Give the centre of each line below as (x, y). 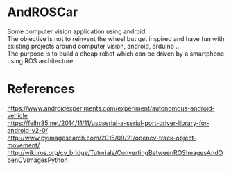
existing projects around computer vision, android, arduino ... (94, 46)
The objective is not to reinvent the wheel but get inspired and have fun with (116, 38)
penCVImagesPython (37, 160)
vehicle (17, 115)
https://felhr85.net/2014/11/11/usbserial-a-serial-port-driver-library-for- (109, 123)
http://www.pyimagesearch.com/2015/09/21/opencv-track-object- (102, 138)
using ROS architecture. (41, 60)
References (41, 89)
